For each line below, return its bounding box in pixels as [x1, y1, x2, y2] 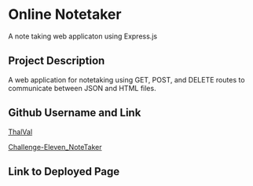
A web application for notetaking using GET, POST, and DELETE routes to [8, 75, 245, 84]
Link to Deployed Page [8, 165, 120, 178]
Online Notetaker [8, 5, 122, 24]
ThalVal [8, 127, 33, 137]
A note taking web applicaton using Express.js [8, 31, 158, 41]
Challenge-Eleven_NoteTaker [8, 142, 102, 151]
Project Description [8, 54, 105, 67]
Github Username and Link [8, 106, 141, 119]
